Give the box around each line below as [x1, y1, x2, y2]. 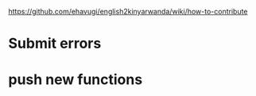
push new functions [8, 71, 143, 89]
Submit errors [8, 35, 102, 52]
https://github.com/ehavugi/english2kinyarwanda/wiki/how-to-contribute [8, 7, 248, 16]
